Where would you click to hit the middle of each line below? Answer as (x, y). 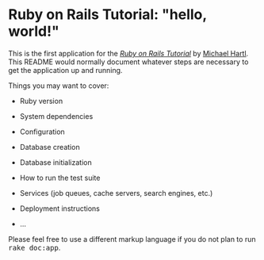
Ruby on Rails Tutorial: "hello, (108, 15)
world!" (34, 31)
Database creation (50, 147)
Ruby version (41, 101)
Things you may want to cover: (59, 86)
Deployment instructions (60, 208)
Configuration (42, 132)
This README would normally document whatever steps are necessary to (128, 62)
